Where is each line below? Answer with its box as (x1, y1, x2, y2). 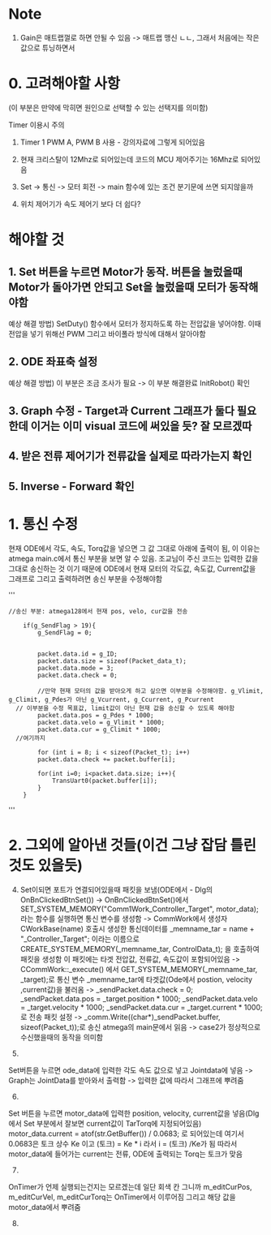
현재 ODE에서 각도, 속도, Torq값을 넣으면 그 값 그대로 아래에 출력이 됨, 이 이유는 (8, 543, 260, 553)
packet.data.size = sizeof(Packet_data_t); (37, 656, 187, 665)
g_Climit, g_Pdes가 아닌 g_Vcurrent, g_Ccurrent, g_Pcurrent (8, 695, 215, 704)
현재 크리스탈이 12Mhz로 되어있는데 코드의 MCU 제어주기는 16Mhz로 (19, 154, 239, 164)
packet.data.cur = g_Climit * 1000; (37, 725, 161, 734)
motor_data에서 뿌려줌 (8, 1202, 81, 1211)
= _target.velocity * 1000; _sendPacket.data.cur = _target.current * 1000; (19, 1002, 263, 1012)
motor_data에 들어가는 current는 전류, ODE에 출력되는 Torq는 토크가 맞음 (8, 1149, 243, 1159)
